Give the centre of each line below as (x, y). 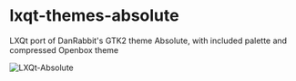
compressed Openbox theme (64, 49)
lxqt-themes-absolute (94, 16)
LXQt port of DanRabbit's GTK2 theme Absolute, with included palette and (148, 40)
